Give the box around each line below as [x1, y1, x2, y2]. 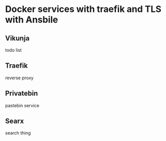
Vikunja [5, 34, 30, 42]
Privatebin [5, 89, 38, 98]
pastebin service [5, 102, 40, 108]
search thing [5, 130, 31, 136]
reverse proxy [5, 75, 34, 81]
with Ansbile [5, 14, 58, 25]
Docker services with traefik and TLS [5, 3, 162, 15]
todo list [5, 47, 22, 53]
